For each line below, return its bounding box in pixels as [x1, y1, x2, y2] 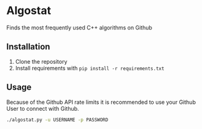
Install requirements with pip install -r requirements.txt [15, 64, 165, 72]
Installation [6, 42, 50, 52]
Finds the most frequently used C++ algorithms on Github [6, 24, 152, 31]
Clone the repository [15, 57, 68, 65]
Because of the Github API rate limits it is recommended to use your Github [6, 98, 196, 106]
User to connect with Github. [6, 105, 79, 112]
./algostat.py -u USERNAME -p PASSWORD [6, 117, 109, 123]
